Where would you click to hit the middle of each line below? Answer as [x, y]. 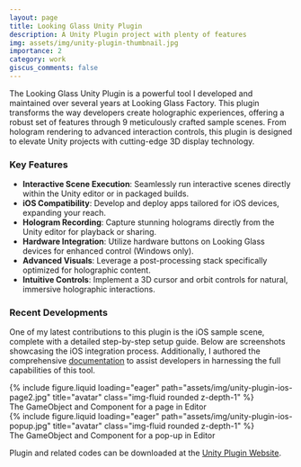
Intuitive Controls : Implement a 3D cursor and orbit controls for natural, [155, 280]
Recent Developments [58, 313]
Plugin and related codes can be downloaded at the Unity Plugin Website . [145, 453]
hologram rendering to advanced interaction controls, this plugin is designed [151, 131]
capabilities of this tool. [53, 371]
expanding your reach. [64, 213]
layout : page [34, 18]
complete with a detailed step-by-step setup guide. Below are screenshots [147, 342]
